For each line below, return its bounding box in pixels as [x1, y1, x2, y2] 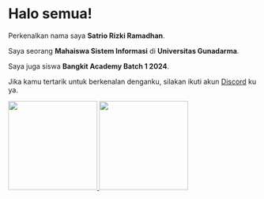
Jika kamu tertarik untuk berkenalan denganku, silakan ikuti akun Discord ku [8, 77, 257, 86]
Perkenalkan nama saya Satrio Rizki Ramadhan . [8, 31, 165, 40]
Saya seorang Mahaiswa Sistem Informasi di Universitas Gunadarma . [8, 46, 239, 55]
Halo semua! [8, 5, 92, 23]
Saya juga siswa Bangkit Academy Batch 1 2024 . [8, 61, 170, 71]
